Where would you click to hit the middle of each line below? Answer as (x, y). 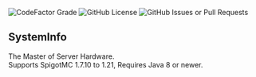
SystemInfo (38, 37)
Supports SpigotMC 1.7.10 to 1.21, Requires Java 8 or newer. (106, 64)
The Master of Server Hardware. (61, 56)
